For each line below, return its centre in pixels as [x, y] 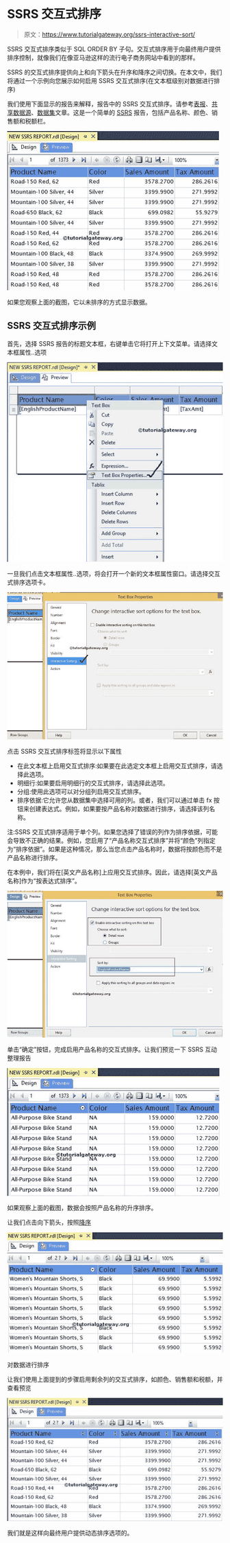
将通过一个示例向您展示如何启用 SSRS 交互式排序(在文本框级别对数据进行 [111, 80]
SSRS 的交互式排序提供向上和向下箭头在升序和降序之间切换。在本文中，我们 [115, 72]
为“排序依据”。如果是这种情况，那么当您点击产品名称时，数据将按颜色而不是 [115, 849]
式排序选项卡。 [28, 582]
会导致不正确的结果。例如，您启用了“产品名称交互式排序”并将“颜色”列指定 [111, 841]
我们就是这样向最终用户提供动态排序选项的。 [70, 1533]
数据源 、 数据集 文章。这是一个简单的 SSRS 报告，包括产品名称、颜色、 [112, 112]
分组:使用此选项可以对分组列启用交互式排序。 [81, 792]
